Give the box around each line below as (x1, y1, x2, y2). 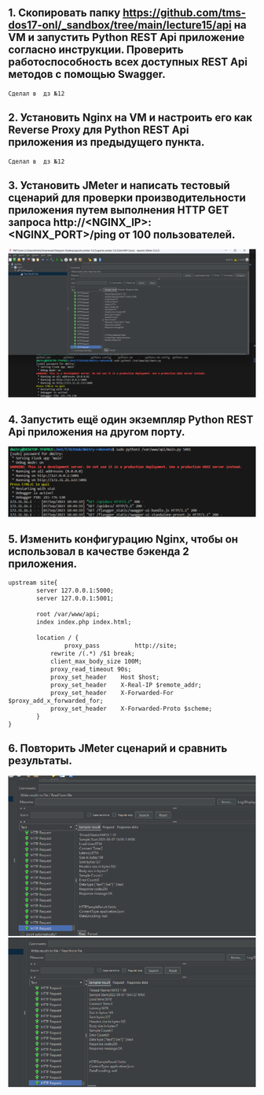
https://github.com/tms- (123, 6, 246, 20)
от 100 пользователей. (118, 228, 236, 242)
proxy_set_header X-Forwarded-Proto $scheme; (49, 705, 213, 712)
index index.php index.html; (36, 618, 132, 626)
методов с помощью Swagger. (8, 68, 167, 81)
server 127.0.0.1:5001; (36, 594, 114, 602)
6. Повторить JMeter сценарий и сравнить (8, 742, 228, 755)
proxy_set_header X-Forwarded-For (49, 689, 174, 697)
